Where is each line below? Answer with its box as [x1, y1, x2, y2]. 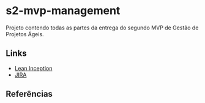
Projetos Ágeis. [6, 30, 44, 37]
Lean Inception [14, 64, 53, 72]
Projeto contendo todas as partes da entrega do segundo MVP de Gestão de [6, 24, 199, 31]
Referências [6, 89, 53, 99]
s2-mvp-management [6, 4, 121, 18]
